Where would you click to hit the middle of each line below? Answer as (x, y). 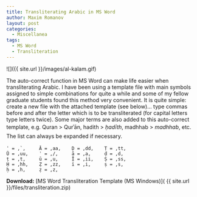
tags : (13, 40)
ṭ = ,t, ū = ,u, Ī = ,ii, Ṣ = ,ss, (66, 159)
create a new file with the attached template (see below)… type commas (97, 106)
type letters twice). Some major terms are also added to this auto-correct (98, 119)
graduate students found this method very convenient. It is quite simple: (96, 100)
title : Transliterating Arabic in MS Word (61, 12)
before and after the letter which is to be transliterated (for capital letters (97, 112)
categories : (21, 29)
